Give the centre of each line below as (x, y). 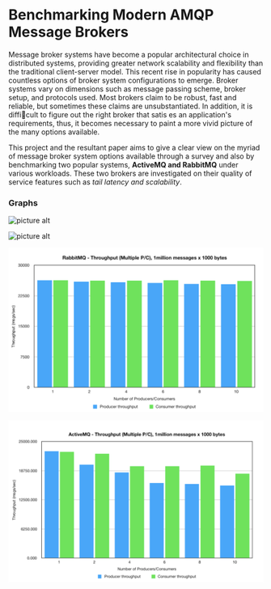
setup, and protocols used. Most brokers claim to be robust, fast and (123, 97)
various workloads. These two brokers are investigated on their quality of (130, 173)
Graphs (23, 202)
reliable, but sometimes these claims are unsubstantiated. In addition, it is (131, 106)
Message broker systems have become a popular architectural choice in (129, 54)
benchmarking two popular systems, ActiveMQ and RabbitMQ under (123, 164)
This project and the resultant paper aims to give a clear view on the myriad (134, 147)
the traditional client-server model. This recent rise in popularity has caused (135, 71)
